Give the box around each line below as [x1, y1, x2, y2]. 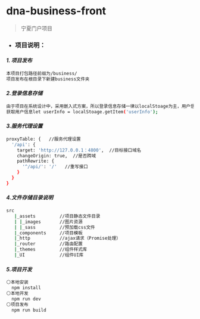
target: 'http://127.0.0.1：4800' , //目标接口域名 [17, 147, 142, 153]
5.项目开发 [6, 265, 33, 272]
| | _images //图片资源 [14, 219, 83, 225]
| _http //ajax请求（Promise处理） [14, 236, 121, 241]
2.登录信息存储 [6, 89, 43, 97]
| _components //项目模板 [14, 230, 83, 236]
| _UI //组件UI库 [14, 252, 84, 258]
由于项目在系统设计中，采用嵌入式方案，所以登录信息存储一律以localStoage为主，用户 [6, 103, 190, 110]
